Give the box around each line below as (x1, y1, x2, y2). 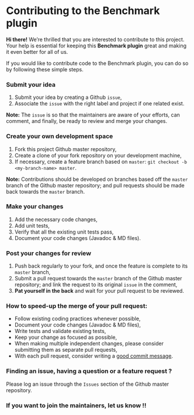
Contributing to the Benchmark (6, 4, 160, 18)
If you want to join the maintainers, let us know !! (6, 401, 147, 409)
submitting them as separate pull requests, (14, 347, 118, 354)
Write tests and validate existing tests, (14, 328, 106, 335)
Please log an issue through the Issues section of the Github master (6, 380, 169, 387)
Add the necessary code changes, (14, 215, 98, 223)
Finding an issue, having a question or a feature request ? (6, 367, 172, 375)
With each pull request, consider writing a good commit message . (14, 352, 174, 359)
